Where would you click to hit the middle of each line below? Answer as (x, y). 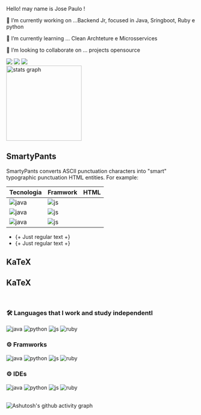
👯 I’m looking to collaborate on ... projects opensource (73, 50)
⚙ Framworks (26, 344)
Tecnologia (26, 192)
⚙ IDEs (17, 373)
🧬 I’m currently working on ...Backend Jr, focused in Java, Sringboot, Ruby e (101, 20)
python (15, 27)
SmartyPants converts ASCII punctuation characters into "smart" (86, 171)
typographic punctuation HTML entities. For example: (72, 177)
